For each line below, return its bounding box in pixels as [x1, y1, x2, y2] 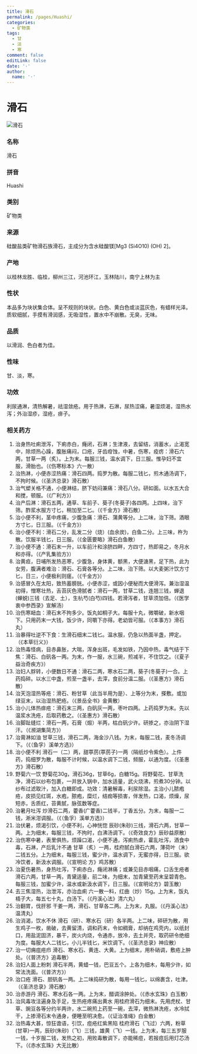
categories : [6, 19, 36, 25]
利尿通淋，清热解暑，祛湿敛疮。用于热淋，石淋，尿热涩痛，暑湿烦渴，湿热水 [6, 402, 191, 409]
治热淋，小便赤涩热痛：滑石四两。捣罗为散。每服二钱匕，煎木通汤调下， [15, 470, 189, 477]
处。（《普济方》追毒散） [15, 954, 72, 961]
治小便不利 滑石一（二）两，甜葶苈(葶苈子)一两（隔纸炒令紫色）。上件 [15, 748, 182, 755]
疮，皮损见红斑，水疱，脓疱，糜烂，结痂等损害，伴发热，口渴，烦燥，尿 [15, 792, 189, 799]
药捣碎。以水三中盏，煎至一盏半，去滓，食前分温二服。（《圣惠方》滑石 [15, 675, 185, 682]
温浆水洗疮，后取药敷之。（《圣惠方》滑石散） [15, 712, 123, 719]
